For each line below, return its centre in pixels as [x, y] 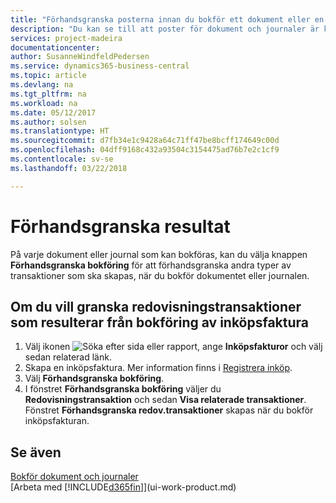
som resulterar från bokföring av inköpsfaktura [160, 322]
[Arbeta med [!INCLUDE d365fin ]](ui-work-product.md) [123, 487]
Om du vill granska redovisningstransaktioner [156, 306]
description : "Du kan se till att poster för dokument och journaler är [165, 29]
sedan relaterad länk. [68, 357]
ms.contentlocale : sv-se [62, 159]
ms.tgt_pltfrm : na [48, 94]
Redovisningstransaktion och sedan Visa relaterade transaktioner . [165, 400]
